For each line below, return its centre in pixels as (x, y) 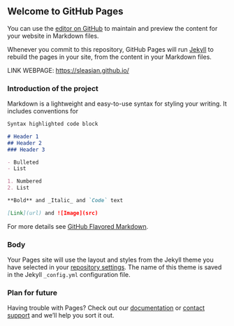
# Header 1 (23, 136)
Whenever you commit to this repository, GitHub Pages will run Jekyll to (111, 49)
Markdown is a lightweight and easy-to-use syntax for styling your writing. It (117, 104)
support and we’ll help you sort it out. (61, 316)
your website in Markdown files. (53, 36)
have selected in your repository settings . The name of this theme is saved (115, 267)
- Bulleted (23, 162)
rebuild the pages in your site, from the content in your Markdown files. (109, 57)
